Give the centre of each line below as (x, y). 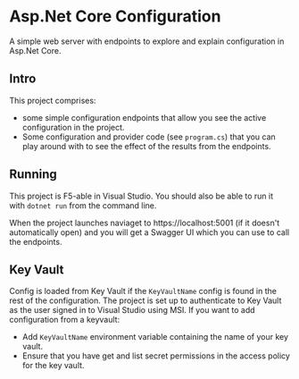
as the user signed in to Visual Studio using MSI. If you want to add (133, 310)
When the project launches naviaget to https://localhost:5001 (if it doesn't (145, 223)
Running (33, 175)
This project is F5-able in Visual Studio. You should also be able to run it (141, 196)
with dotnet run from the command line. (83, 205)
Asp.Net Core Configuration (115, 17)
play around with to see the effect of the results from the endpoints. (146, 146)
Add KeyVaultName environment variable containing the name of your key (155, 337)
